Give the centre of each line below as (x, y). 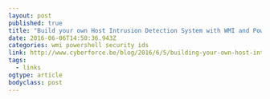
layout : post (30, 16)
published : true (35, 23)
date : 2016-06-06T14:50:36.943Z (62, 38)
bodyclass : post (35, 82)
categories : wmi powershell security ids (79, 46)
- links (29, 68)
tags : (17, 61)
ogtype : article (35, 75)
